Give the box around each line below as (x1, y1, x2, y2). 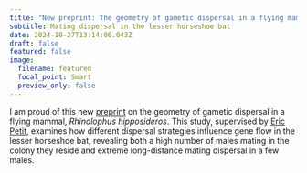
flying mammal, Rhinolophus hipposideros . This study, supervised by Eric (9, 116, 286, 127)
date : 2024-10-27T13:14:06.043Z (9, 30, 132, 39)
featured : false (9, 47, 71, 56)
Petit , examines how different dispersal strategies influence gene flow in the (9, 125, 295, 137)
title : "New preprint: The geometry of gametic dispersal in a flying (9, 13, 284, 23)
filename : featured (17, 65, 92, 74)
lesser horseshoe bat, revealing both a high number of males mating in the (9, 135, 290, 146)
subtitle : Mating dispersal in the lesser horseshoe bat (9, 22, 231, 31)
